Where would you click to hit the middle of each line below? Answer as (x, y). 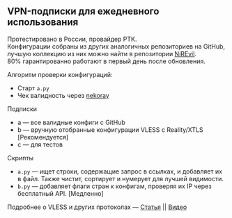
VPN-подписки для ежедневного (83, 11)
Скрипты (20, 158)
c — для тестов (40, 144)
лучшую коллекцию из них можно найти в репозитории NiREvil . (102, 53)
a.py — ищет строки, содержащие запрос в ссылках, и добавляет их (120, 171)
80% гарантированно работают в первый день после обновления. (106, 61)
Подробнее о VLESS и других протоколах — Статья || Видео (97, 207)
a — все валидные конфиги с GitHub (71, 122)
